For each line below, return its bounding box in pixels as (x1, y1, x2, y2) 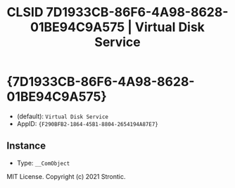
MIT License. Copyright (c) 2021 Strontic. (6, 172, 126, 180)
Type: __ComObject (16, 158, 70, 167)
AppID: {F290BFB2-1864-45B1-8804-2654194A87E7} (16, 119, 159, 127)
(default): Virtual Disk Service (16, 112, 109, 120)
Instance (6, 140, 46, 152)
